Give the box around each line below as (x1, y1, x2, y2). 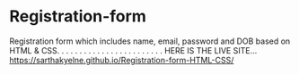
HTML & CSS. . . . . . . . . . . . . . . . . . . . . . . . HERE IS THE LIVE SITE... (9, 45, 258, 55)
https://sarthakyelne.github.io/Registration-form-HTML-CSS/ (9, 54, 234, 65)
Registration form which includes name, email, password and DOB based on (9, 36, 291, 46)
